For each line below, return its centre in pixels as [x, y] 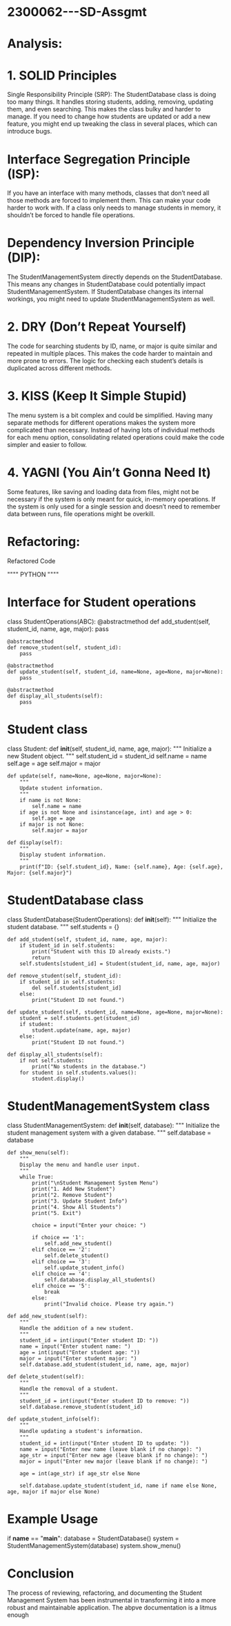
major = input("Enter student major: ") [78, 1358]
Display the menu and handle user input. [80, 1164]
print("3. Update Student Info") [80, 1201]
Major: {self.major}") [40, 873]
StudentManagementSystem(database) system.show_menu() [94, 1545]
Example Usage [53, 1519]
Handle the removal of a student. [69, 1389]
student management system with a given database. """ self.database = [109, 1133]
